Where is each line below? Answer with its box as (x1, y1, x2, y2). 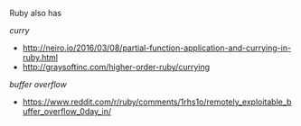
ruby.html (22, 52, 59, 62)
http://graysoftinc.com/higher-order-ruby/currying (22, 62, 211, 72)
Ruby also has (9, 8, 61, 18)
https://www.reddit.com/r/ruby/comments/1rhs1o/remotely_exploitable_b (22, 96, 292, 107)
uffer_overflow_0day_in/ (22, 106, 111, 116)
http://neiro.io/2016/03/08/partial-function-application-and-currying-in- (22, 42, 292, 53)
